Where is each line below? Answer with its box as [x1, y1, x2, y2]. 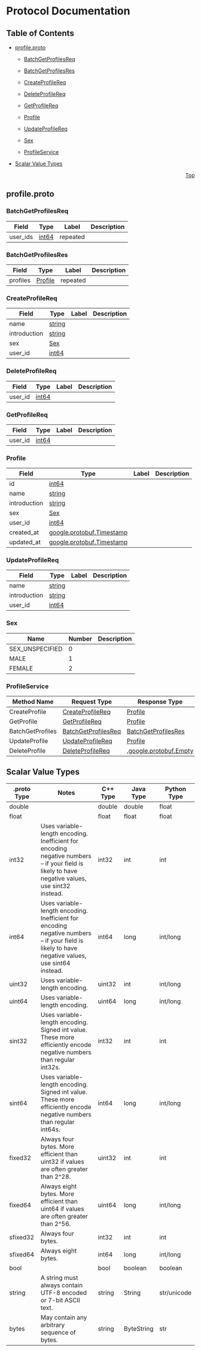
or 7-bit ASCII [40, 1296, 81, 1304]
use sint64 [40, 959, 71, 967]
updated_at [9, 538, 41, 547]
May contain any [40, 1313, 87, 1321]
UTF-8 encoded [40, 1288, 87, 1297]
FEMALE [9, 664, 33, 672]
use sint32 [40, 882, 71, 890]
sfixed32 [9, 1233, 35, 1241]
